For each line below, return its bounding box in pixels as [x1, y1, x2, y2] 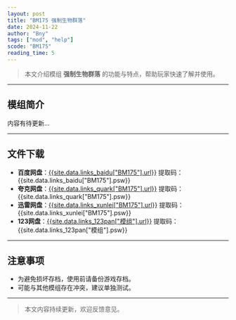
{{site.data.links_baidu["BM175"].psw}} [17, 176, 131, 184]
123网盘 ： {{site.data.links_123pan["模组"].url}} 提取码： [17, 217, 179, 225]
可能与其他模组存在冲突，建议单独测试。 [17, 283, 135, 292]
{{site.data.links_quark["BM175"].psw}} [17, 192, 131, 200]
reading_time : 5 [7, 50, 55, 57]
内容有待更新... [7, 119, 51, 127]
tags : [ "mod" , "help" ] [7, 37, 74, 44]
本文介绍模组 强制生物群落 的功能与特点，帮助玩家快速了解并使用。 [24, 70, 219, 78]
